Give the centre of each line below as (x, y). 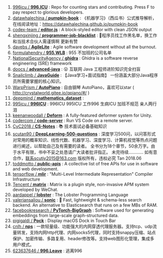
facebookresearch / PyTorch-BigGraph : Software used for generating (83, 210)
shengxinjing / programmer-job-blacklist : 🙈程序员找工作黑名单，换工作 (85, 35)
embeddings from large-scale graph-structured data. (65, 215)
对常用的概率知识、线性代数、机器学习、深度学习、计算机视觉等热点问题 (85, 140)
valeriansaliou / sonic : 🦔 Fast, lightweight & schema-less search (77, 200)
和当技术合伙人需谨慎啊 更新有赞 (45, 41)
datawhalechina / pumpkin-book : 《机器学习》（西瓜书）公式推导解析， (84, 18)
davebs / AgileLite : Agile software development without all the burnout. (84, 47)
